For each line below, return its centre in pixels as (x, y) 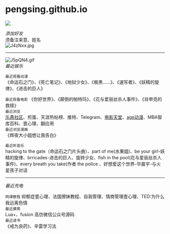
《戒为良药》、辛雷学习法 (31, 226)
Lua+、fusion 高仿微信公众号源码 (40, 214)
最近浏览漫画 (17, 129)
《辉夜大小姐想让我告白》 (32, 135)
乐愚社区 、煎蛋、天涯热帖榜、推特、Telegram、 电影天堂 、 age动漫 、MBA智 (84, 117)
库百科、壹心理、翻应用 (30, 123)
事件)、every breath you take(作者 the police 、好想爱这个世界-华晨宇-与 (81, 164)
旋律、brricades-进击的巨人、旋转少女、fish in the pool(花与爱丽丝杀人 (88, 157)
